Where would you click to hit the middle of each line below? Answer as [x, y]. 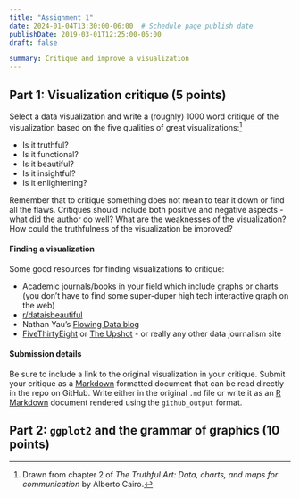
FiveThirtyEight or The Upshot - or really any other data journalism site [152, 333]
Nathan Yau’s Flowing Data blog [81, 324]
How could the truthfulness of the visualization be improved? [121, 228]
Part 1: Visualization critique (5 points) [118, 95]
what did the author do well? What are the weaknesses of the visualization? [148, 219]
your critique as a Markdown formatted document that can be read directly [146, 384]
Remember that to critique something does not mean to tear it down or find [147, 200]
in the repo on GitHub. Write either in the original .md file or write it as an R [145, 393]
